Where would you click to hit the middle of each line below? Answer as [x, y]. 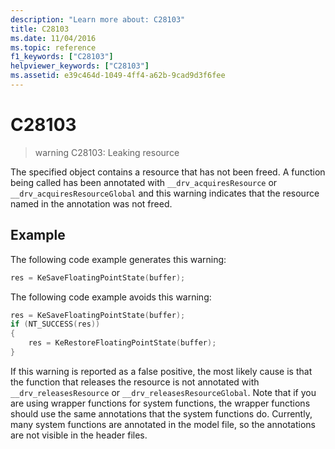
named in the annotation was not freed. [91, 203]
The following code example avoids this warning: [111, 297]
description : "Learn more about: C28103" [98, 19]
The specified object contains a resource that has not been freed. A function [168, 172]
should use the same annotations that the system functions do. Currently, [161, 413]
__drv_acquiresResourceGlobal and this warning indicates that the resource [165, 193]
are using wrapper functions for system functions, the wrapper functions [160, 403]
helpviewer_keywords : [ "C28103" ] [80, 66]
